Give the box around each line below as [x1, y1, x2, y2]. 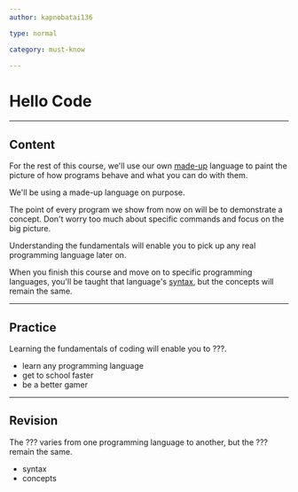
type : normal [9, 28, 58, 38]
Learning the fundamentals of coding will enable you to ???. [9, 343, 228, 354]
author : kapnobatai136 [9, 12, 93, 22]
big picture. [9, 223, 51, 234]
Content [9, 137, 56, 152]
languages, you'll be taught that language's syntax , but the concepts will [9, 277, 274, 287]
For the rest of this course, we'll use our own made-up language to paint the [9, 160, 288, 171]
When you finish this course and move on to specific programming [9, 267, 253, 277]
